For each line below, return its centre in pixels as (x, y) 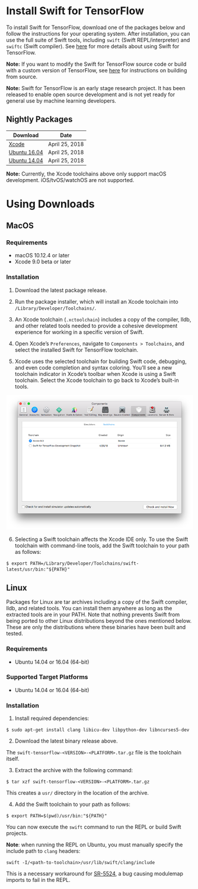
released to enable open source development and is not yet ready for (91, 94)
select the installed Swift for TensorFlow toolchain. (76, 350)
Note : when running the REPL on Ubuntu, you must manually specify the (95, 845)
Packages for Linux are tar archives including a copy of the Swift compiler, (97, 602)
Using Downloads (50, 204)
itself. (13, 759)
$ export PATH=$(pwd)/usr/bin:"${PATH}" (57, 816)
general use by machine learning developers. (61, 101)
